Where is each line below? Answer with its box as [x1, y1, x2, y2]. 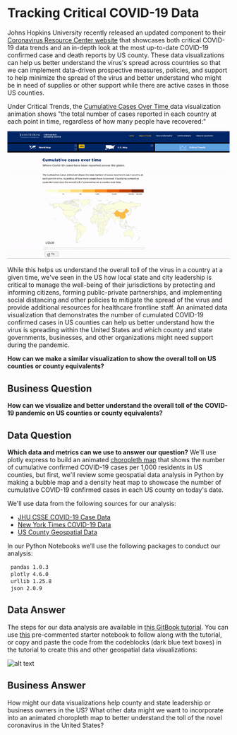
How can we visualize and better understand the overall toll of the [7, 401, 204, 410]
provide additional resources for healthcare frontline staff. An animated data [7, 303, 228, 312]
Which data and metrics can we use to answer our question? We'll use [7, 448, 217, 457]
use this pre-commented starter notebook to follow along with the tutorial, [7, 630, 222, 639]
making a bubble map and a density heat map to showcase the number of [7, 478, 221, 487]
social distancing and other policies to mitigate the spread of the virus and [7, 295, 223, 305]
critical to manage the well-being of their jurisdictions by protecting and [7, 281, 216, 289]
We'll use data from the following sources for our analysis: [7, 500, 176, 508]
